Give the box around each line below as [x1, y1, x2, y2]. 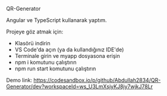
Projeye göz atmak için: [6, 28, 64, 35]
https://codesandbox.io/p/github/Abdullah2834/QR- [33, 77, 161, 83]
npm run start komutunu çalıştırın [14, 65, 96, 72]
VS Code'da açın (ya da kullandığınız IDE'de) [14, 46, 124, 53]
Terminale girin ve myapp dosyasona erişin [14, 52, 121, 59]
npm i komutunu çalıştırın [14, 59, 77, 66]
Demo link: [6, 77, 33, 83]
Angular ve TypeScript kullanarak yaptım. [6, 17, 107, 23]
